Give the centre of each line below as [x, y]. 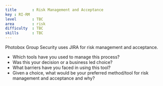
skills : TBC [24, 33]
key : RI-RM [17, 14]
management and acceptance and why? [54, 78]
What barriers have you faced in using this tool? [62, 67]
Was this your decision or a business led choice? [63, 62]
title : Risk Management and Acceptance [54, 10]
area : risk [25, 24]
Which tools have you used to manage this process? [66, 57]
